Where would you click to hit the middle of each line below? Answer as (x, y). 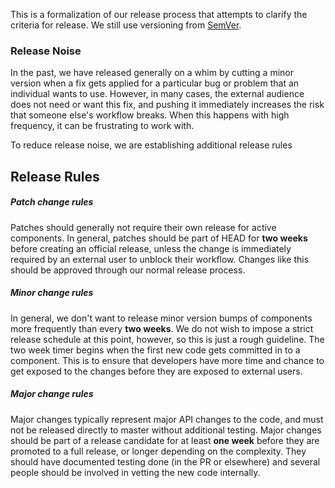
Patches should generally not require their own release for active (143, 227)
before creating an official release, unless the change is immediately (151, 248)
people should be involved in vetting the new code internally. (135, 472)
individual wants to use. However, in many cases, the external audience (157, 94)
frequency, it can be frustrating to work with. (102, 126)
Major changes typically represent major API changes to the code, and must (167, 419)
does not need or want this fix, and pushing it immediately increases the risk (167, 105)
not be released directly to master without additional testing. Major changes (166, 430)
